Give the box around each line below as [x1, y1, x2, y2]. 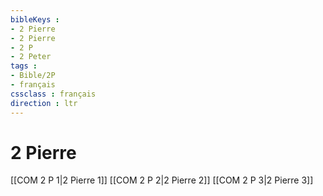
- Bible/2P [10, 71, 56, 81]
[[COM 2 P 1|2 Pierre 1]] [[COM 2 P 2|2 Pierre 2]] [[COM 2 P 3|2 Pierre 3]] [10, 174, 314, 186]
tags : [10, 61, 38, 71]
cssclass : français [10, 89, 97, 99]
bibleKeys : [10, 14, 60, 25]
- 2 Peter [10, 52, 52, 62]
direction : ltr [10, 98, 78, 108]
